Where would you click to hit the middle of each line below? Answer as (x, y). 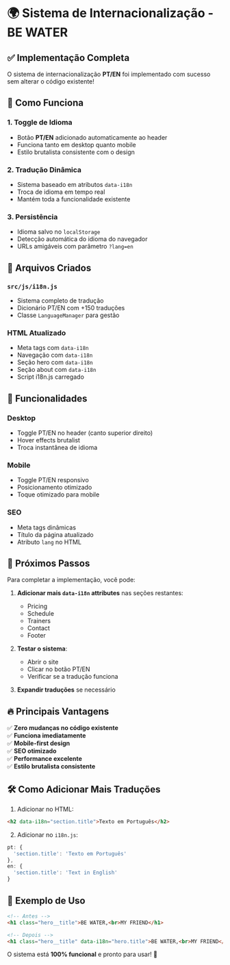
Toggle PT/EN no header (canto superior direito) (85, 433)
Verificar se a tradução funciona (73, 677)
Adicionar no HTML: (45, 809)
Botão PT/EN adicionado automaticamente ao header (92, 137)
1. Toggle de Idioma (40, 123)
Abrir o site (43, 662)
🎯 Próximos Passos (49, 563)
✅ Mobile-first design (39, 743)
